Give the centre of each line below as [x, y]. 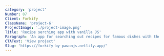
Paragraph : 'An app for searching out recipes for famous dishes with [78, 37]
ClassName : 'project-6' [29, 23]
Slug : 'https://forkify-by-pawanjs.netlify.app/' [57, 46]
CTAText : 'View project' [30, 41]
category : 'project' [26, 9]
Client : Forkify [21, 19]
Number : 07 [16, 14]
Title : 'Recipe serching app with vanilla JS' [53, 32]
